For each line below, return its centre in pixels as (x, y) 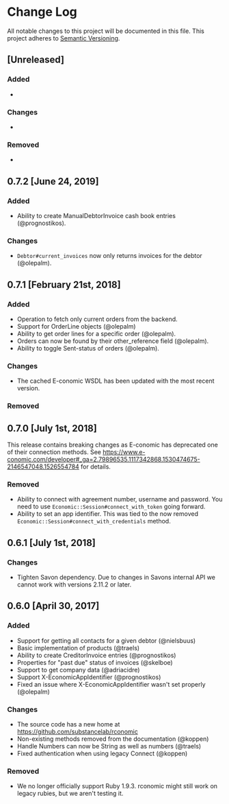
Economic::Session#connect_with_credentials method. (94, 521)
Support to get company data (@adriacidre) (78, 670)
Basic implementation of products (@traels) (78, 648)
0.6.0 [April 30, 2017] (53, 606)
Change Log (42, 12)
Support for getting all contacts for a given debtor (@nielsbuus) (106, 640)
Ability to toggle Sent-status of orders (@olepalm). (88, 348)
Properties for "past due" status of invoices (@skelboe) (95, 662)
